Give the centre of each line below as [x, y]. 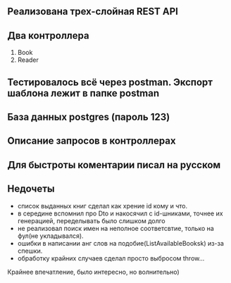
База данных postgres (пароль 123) [89, 117]
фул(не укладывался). [50, 236]
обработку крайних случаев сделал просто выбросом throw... [111, 258]
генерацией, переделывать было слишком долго [91, 220]
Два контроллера [48, 36]
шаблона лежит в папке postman [83, 93]
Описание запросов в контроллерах [92, 141]
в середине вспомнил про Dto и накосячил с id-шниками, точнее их [120, 213]
